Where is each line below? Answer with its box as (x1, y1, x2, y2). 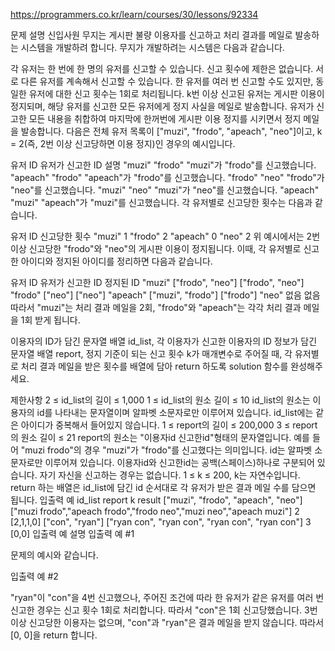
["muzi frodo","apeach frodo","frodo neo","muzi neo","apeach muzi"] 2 (10, 505, 300, 517)
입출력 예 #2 (10, 570, 59, 582)
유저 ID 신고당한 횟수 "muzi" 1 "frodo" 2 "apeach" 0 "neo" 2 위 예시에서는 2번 (10, 230, 321, 242)
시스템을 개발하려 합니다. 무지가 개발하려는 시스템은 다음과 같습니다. (20, 42, 285, 53)
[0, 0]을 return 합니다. (10, 629, 98, 641)
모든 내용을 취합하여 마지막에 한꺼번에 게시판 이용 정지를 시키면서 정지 (28, 113, 302, 124)
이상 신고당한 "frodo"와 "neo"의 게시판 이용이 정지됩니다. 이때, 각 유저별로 (10, 243, 302, 254)
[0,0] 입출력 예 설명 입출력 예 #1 (10, 528, 135, 539)
